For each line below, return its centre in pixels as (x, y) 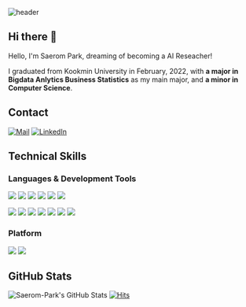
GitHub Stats (40, 276)
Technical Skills (48, 156)
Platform (25, 234)
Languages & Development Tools (72, 179)
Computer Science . (40, 87)
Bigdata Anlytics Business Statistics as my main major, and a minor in (123, 80)
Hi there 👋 (33, 37)
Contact (28, 113)
